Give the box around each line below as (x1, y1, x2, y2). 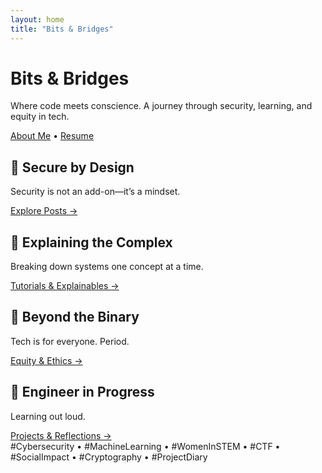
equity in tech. (10, 111, 70, 123)
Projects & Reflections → (10, 429, 112, 441)
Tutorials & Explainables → (10, 280, 120, 292)
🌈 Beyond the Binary (10, 309, 140, 326)
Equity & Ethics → (10, 354, 83, 366)
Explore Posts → (10, 205, 78, 217)
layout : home (10, 14, 65, 25)
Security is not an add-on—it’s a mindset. (10, 186, 181, 198)
